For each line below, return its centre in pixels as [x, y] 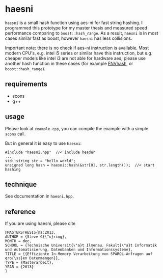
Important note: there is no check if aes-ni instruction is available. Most [77, 48]
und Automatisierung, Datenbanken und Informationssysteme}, [69, 250]
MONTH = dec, [18, 241]
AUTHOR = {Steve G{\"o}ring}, [36, 237]
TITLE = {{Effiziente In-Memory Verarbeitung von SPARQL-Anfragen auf [79, 254]
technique [21, 184]
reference [20, 211]
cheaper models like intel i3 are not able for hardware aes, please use [75, 58]
